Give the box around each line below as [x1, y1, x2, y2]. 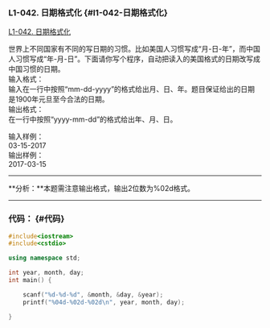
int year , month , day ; [8, 268, 84, 277]
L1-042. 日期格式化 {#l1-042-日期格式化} [8, 6, 169, 18]
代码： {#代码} [8, 214, 65, 225]
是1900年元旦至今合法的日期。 [8, 94, 110, 104]
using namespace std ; [8, 254, 81, 263]
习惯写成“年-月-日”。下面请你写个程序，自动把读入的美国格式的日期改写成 [14, 54, 261, 64]
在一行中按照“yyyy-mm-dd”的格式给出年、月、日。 [8, 114, 178, 124]
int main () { [8, 276, 52, 284]
